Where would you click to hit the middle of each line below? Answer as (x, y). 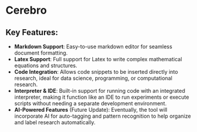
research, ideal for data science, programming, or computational (93, 78)
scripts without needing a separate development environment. (90, 103)
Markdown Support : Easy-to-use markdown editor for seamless (93, 46)
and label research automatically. (55, 122)
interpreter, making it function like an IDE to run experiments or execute (101, 97)
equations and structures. (46, 65)
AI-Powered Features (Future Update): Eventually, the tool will (91, 110)
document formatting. (41, 53)
